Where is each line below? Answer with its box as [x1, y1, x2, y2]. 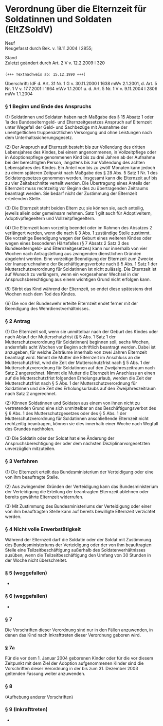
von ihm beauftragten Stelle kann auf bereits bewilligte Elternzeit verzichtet [5, 508, 156, 514]
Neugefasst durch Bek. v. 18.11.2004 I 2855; [5, 45, 93, 51]
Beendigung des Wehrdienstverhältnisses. [5, 306, 90, 311]
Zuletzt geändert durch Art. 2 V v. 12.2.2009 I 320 [5, 60, 105, 66]
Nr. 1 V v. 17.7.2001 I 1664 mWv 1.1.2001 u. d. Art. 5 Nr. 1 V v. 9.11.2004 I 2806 [5, 86, 158, 91]
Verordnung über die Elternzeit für [5, 3, 147, 15]
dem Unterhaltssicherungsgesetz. [5, 135, 73, 140]
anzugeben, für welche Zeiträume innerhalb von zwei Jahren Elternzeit [5, 349, 147, 355]
